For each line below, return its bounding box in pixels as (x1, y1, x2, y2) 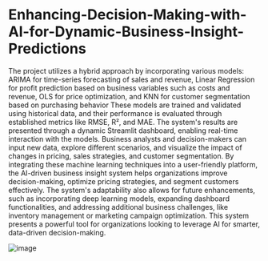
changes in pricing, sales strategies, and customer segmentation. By (8, 151, 234, 161)
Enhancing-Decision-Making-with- (8, 6, 247, 24)
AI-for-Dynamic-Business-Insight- (8, 22, 244, 41)
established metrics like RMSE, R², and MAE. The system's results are (8, 117, 238, 126)
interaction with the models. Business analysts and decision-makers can (8, 134, 246, 143)
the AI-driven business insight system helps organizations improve (8, 168, 228, 178)
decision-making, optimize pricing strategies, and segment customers (8, 176, 239, 186)
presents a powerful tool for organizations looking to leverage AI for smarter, (8, 219, 261, 229)
